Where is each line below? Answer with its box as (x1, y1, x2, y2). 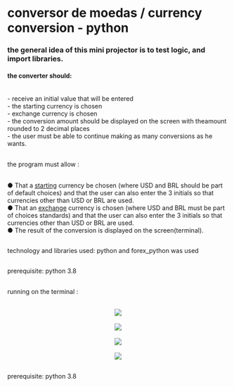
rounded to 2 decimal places (7, 125, 90, 133)
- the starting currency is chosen (7, 102, 103, 111)
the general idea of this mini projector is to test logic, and (7, 45, 206, 55)
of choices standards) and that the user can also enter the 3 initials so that (7, 211, 223, 219)
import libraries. (7, 54, 64, 64)
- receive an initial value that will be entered (7, 94, 134, 103)
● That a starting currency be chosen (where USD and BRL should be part (7, 181, 223, 190)
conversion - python (7, 20, 129, 36)
